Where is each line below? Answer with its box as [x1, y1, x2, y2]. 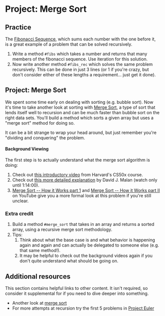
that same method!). [19, 248, 60, 253]
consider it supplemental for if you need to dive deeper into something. [5, 290, 149, 296]
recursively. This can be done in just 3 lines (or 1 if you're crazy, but [12, 66, 149, 72]
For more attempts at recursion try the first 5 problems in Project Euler [12, 305, 155, 311]
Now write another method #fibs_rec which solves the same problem [12, 62, 153, 67]
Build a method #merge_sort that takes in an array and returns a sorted [12, 221, 155, 227]
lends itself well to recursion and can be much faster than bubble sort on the [5, 109, 160, 115]
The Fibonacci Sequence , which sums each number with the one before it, [5, 36, 156, 42]
